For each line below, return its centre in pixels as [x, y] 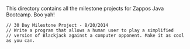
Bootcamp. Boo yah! [31, 15]
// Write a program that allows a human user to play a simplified [90, 30]
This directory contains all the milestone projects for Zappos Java [85, 8]
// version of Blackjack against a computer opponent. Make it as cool [95, 36]
